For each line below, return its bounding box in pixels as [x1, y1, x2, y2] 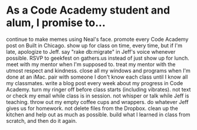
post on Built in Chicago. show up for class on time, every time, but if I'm [6, 42, 183, 49]
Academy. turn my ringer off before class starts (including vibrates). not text [6, 86, 191, 93]
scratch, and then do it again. [6, 117, 77, 124]
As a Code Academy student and [6, 4, 170, 17]
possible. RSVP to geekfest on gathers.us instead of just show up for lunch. [6, 54, 190, 61]
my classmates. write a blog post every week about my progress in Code [6, 79, 183, 86]
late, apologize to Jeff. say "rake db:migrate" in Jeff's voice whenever [6, 48, 176, 55]
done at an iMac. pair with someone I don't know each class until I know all [6, 73, 188, 80]
